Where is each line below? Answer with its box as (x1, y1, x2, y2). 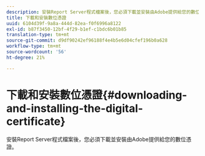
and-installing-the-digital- (6, 102, 143, 115)
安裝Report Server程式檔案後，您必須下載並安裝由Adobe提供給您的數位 (6, 135, 186, 143)
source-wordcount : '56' (6, 49, 67, 55)
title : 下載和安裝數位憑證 (6, 15, 67, 21)
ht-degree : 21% (6, 54, 45, 61)
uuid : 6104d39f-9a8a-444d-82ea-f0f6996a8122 (6, 20, 121, 26)
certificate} (6, 114, 66, 128)
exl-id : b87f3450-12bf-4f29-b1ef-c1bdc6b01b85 (6, 26, 127, 32)
